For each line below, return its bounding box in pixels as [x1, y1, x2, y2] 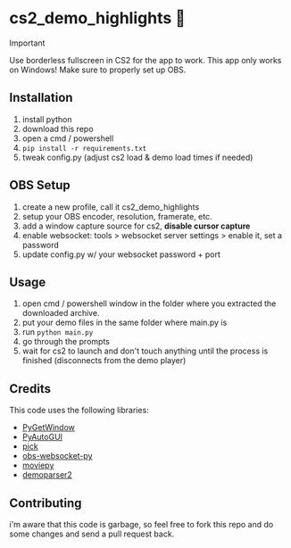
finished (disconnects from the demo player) [21, 355, 187, 366]
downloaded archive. [21, 308, 100, 319]
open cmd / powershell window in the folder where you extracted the [21, 298, 277, 309]
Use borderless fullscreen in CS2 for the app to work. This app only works [9, 54, 282, 65]
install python [21, 113, 72, 124]
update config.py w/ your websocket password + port [21, 249, 221, 260]
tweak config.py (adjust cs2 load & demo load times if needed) [21, 152, 254, 162]
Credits [9, 381, 52, 396]
